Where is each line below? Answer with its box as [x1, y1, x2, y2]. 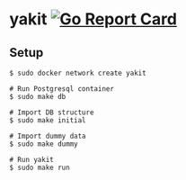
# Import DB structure [9, 108, 94, 117]
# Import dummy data [9, 131, 87, 140]
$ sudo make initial [9, 116, 87, 125]
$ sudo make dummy [9, 139, 78, 148]
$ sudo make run [9, 163, 70, 172]
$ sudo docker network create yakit [9, 68, 146, 77]
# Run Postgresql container [9, 85, 115, 94]
